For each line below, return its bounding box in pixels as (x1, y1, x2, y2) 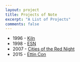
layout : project (5, 7, 39, 13)
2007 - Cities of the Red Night (12, 46, 75, 52)
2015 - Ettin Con (12, 51, 46, 57)
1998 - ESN (12, 41, 36, 47)
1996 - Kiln (12, 35, 35, 41)
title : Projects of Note (5, 12, 57, 17)
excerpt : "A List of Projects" (5, 17, 71, 22)
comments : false (5, 21, 39, 27)
